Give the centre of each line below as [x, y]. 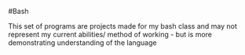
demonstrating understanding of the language [82, 43]
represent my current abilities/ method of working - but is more [110, 34]
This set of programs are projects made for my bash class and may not [123, 26]
